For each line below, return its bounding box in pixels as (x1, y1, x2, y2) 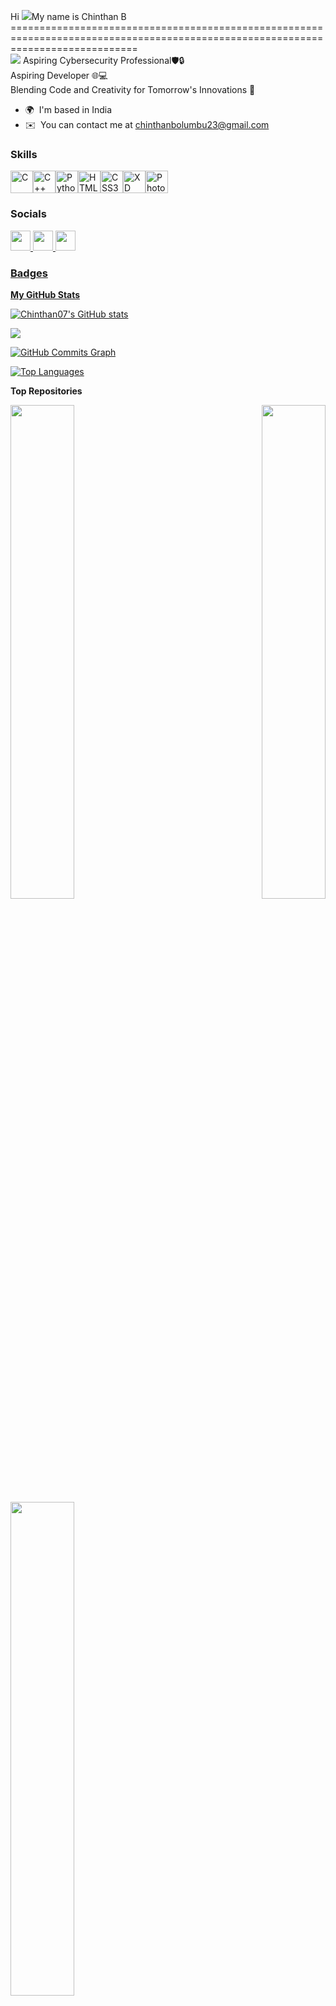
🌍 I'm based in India (24, 104, 113, 115)
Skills (10, 147, 38, 161)
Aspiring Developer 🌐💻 (10, 70, 108, 81)
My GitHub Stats (10, 288, 81, 300)
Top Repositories (10, 385, 83, 397)
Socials (10, 207, 47, 221)
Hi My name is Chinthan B (10, 11, 127, 22)
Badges (10, 266, 48, 280)
